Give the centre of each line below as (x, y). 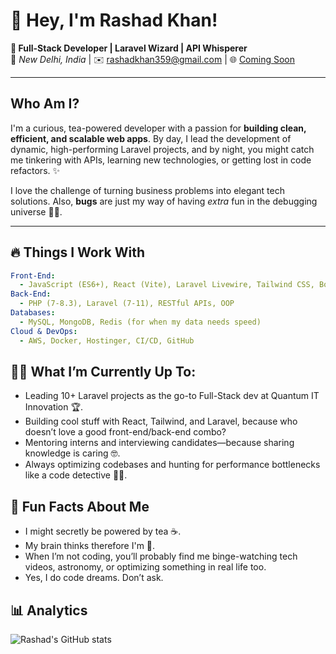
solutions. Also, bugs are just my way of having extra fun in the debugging (164, 201)
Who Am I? (45, 104)
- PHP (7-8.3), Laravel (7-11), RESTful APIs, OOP (127, 304)
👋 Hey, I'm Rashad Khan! (114, 20)
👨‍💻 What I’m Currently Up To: (103, 371)
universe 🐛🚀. (36, 211)
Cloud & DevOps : (44, 331)
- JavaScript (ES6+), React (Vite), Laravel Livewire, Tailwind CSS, (167, 285)
